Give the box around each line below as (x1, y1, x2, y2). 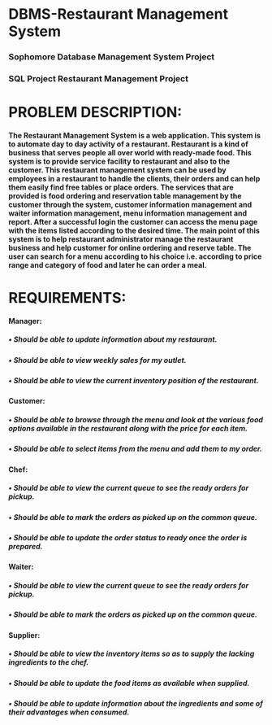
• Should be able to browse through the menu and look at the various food (8, 414, 264, 424)
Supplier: (8, 630, 41, 640)
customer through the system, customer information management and (8, 199, 253, 209)
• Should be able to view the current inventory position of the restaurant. (8, 375, 260, 385)
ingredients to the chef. (8, 657, 89, 667)
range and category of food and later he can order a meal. (8, 260, 207, 269)
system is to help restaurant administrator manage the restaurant (8, 234, 234, 244)
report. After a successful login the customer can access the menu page (8, 216, 258, 226)
